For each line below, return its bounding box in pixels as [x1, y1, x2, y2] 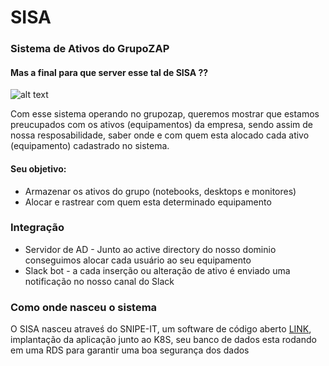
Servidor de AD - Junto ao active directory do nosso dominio [24, 243, 277, 255]
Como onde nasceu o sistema [10, 300, 158, 314]
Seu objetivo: [10, 162, 67, 175]
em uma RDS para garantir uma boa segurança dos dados [10, 344, 250, 356]
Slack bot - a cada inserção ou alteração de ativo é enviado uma [24, 264, 291, 276]
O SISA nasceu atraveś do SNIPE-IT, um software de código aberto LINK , [10, 323, 312, 335]
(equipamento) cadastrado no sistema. [10, 140, 170, 152]
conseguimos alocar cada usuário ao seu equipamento [24, 254, 252, 266]
